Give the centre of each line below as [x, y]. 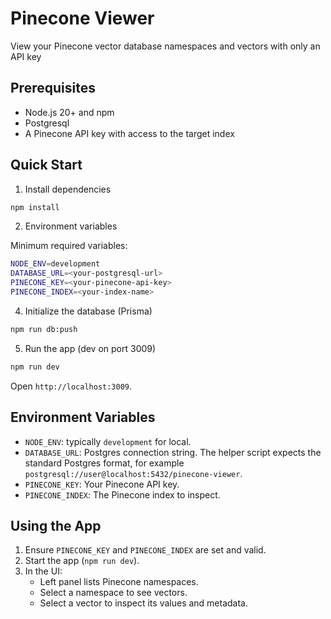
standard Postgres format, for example [104, 463]
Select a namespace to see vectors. [113, 593]
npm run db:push [44, 329]
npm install [35, 207]
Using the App [56, 525]
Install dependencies [68, 189]
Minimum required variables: [69, 246]
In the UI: [43, 571]
